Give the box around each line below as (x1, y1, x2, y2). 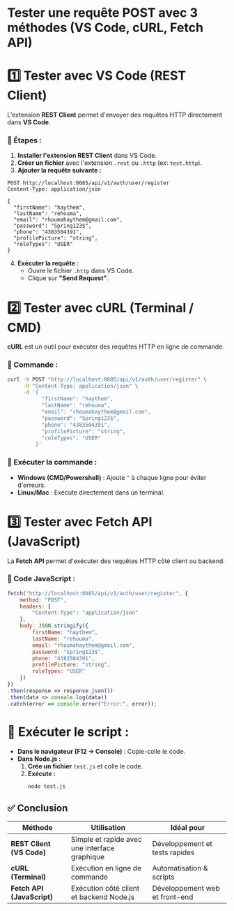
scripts (152, 872, 175, 882)
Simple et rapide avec (70, 835, 142, 845)
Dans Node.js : (17, 755, 61, 763)
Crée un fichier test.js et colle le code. (27, 761, 143, 770)
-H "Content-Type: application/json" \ (22, 382, 139, 389)
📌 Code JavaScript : (7, 574, 75, 584)
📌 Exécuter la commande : (7, 458, 97, 467)
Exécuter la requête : (17, 259, 79, 268)
